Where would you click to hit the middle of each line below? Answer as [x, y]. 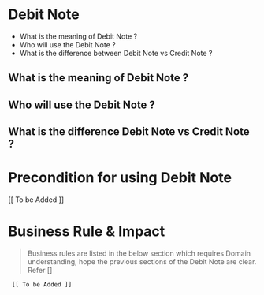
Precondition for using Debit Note [120, 178]
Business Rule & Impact [87, 232]
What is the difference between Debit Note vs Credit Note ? [116, 53]
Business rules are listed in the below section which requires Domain [139, 253]
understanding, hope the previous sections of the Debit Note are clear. [142, 261]
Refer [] [40, 270]
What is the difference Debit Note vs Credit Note [129, 132]
